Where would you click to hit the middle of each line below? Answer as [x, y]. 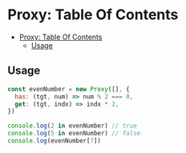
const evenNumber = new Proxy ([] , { [69, 89]
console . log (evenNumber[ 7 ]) [55, 141]
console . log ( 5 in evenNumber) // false [74, 134]
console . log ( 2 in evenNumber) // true [72, 126]
